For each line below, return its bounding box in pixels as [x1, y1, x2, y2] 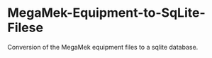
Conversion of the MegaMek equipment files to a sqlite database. [7, 43, 199, 51]
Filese [7, 20, 44, 36]
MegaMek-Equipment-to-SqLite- [7, 5, 206, 21]
